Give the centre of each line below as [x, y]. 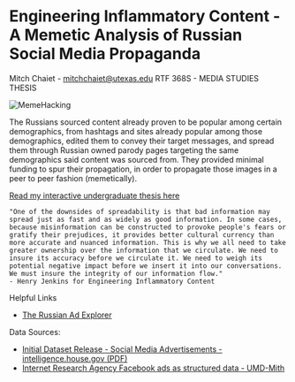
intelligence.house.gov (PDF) [75, 358]
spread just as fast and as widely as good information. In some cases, [146, 219]
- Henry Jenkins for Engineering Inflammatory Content [112, 281]
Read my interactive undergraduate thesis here [95, 195]
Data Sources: [35, 332]
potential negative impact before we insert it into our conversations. [146, 266]
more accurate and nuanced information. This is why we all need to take [148, 242]
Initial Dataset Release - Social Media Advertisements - [122, 349]
